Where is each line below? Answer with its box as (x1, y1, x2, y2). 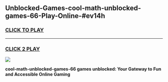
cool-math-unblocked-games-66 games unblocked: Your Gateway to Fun (5, 66, 161, 72)
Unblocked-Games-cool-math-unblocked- (5, 4, 141, 12)
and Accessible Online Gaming (5, 71, 70, 77)
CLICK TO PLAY (5, 27, 44, 34)
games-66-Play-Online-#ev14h (5, 12, 105, 20)
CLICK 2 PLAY (5, 45, 40, 52)
